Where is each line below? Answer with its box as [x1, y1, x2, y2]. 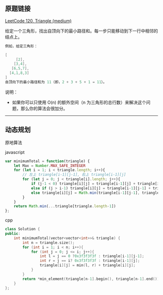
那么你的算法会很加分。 [20, 105, 68, 111]
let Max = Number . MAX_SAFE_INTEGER [14, 163, 86, 168]
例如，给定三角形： [5, 43, 38, 49]
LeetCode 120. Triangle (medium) [5, 18, 72, 23]
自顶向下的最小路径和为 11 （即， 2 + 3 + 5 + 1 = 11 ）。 [5, 79, 107, 84]
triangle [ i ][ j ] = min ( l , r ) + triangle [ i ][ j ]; [39, 263, 136, 268]
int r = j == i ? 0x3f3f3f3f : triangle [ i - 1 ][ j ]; [39, 258, 140, 263]
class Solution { [5, 227, 40, 232]
